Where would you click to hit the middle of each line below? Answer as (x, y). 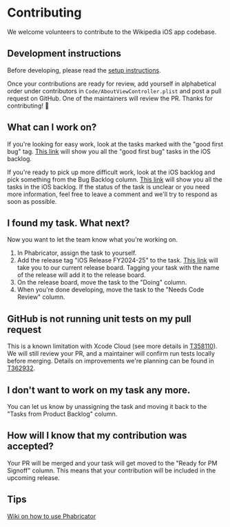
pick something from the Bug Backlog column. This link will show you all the (115, 179)
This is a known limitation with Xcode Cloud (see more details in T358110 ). (113, 346)
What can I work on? (52, 127)
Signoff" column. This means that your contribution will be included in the (112, 470)
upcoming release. (34, 477)
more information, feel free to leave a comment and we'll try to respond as (113, 194)
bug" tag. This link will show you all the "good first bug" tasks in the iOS (109, 151)
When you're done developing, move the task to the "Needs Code (111, 290)
